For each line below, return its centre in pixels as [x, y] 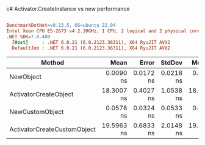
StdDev [172, 63]
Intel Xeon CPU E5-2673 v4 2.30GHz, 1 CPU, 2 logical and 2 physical [97, 31]
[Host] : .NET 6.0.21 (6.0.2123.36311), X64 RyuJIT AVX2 [91, 42]
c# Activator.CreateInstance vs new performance [68, 9]
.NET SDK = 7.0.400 [28, 37]
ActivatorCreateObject [41, 94]
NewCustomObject [37, 112]
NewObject [25, 77]
